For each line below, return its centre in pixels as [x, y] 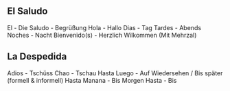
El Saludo [27, 11]
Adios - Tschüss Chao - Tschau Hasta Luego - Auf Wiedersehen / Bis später [115, 73]
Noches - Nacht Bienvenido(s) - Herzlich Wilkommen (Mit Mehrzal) [102, 35]
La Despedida [37, 56]
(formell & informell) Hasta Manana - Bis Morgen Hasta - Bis [92, 80]
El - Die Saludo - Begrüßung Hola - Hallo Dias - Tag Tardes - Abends [104, 27]
